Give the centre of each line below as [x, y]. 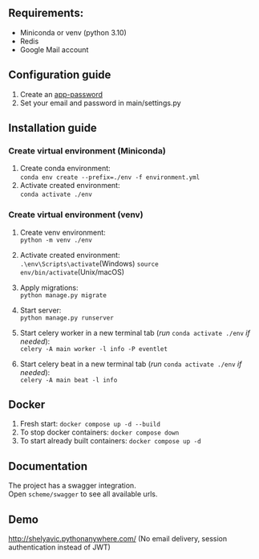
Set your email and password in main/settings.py [101, 103]
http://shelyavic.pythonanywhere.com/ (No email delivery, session [118, 539]
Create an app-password [61, 94]
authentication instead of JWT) [59, 547]
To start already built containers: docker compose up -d [111, 441]
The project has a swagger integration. [72, 486]
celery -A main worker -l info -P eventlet [94, 349]
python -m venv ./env [56, 240]
